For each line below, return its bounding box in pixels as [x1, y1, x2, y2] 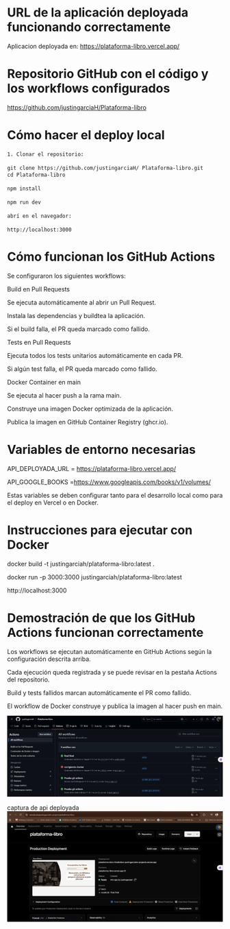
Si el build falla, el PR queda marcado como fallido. [7, 324, 151, 333]
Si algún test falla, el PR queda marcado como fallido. [7, 365, 157, 373]
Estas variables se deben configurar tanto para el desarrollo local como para [7, 491, 223, 499]
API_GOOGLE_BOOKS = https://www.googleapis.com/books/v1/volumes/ [7, 478, 211, 486]
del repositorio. [7, 675, 50, 684]
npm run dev [7, 199, 41, 206]
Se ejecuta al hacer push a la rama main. [7, 391, 122, 399]
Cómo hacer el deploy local [7, 128, 166, 143]
